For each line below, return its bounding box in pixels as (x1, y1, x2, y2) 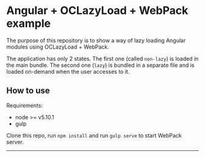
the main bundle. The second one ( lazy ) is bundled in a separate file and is (6, 61, 195, 69)
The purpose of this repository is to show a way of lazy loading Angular (6, 37, 186, 44)
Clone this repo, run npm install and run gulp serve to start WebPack (6, 131, 182, 139)
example (6, 16, 51, 30)
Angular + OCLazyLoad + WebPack (6, 4, 189, 18)
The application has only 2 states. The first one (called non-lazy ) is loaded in (6, 55, 199, 62)
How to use (6, 86, 50, 96)
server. (6, 138, 24, 145)
